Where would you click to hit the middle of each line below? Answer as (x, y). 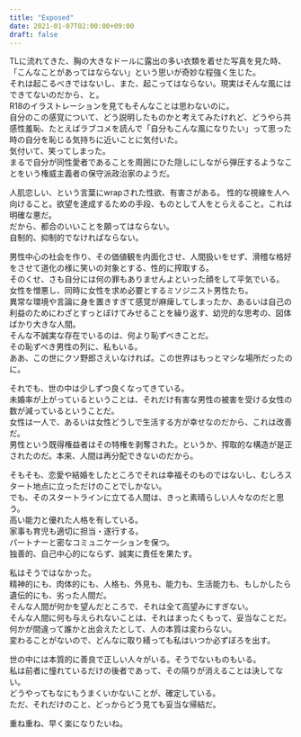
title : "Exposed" (42, 18)
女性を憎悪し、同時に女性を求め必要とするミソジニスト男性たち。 (131, 291)
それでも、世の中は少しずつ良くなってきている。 (99, 389)
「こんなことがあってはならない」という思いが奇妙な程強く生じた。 (135, 72)
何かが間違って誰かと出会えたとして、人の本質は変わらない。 (123, 629)
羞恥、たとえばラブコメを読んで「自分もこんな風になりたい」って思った (158, 129)
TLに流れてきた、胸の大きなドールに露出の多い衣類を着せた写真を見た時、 (148, 61)
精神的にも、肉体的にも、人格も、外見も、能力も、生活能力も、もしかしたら (150, 584)
